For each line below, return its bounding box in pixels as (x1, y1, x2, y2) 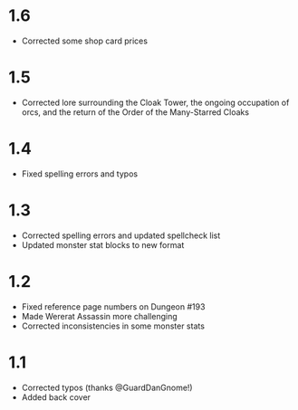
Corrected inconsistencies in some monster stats (21, 320, 206, 331)
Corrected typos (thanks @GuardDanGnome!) (21, 382, 193, 393)
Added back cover (21, 391, 91, 403)
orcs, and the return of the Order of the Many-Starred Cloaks (21, 106, 250, 118)
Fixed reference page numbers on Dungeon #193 (21, 300, 206, 312)
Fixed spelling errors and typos (21, 168, 138, 179)
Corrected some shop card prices (21, 35, 149, 46)
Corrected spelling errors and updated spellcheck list (21, 230, 221, 241)
